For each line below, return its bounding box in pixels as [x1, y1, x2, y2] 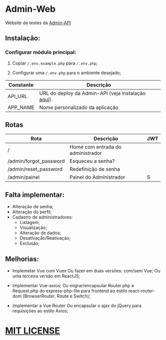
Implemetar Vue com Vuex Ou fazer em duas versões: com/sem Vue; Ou [12, 268, 161, 274]
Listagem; [19, 220, 41, 226]
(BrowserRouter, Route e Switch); [22, 293, 90, 299]
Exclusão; [19, 240, 40, 246]
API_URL [7, 93, 28, 100]
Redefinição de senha [69, 166, 120, 173]
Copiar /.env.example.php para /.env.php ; [12, 60, 98, 66]
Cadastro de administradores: [12, 214, 73, 220]
